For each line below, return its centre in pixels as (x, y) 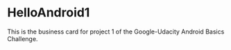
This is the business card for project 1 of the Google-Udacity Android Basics (116, 32)
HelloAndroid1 (49, 13)
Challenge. (23, 38)
